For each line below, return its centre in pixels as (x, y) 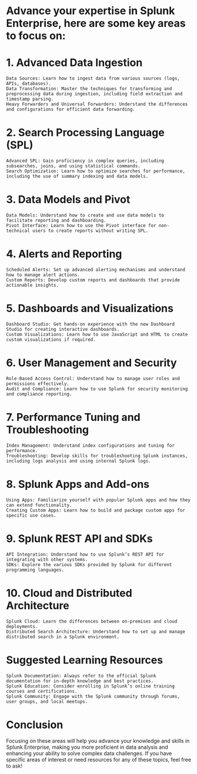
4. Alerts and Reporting (64, 254)
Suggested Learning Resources (85, 660)
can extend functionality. (39, 505)
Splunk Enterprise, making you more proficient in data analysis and (87, 747)
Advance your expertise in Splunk (91, 11)
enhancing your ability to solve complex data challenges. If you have (89, 753)
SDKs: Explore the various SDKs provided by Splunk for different (89, 564)
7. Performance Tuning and (73, 417)
